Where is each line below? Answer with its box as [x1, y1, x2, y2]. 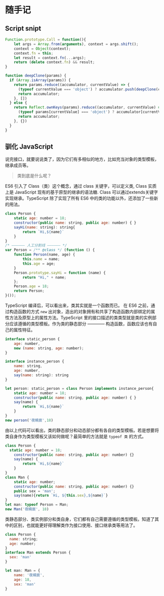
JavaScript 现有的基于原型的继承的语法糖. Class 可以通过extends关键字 [14, 189, 158, 195]
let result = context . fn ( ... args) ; [14, 55, 86, 60]
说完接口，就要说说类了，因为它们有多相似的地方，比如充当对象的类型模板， [5, 156, 159, 162]
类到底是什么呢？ [17, 173, 52, 179]
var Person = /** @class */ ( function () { [5, 248, 95, 253]
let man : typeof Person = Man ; [5, 502, 69, 507]
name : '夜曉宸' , [14, 573, 45, 577]
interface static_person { [5, 337, 60, 341]
